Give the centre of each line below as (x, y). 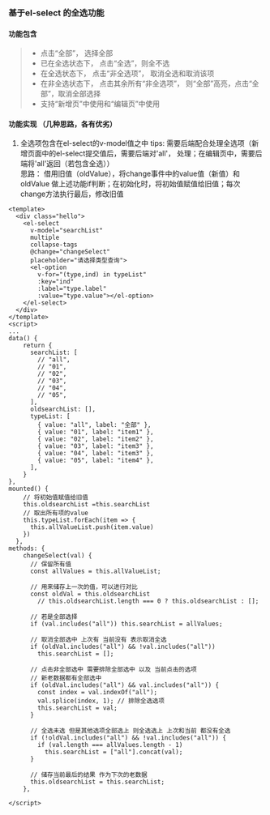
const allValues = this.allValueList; (95, 572)
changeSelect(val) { (58, 556)
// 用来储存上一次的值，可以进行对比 (84, 587)
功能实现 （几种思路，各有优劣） (63, 124)
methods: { (27, 548)
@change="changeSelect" (70, 252)
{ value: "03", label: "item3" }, (96, 446)
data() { (23, 339)
